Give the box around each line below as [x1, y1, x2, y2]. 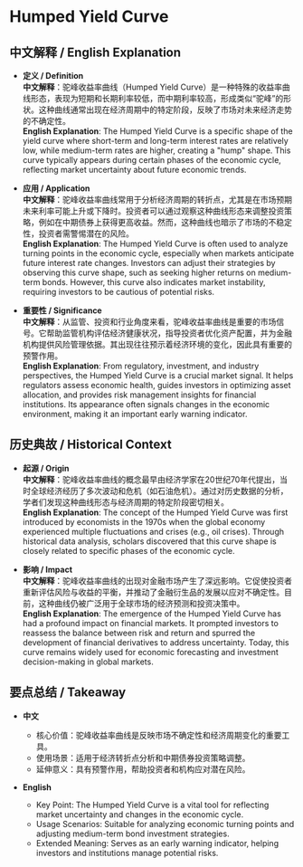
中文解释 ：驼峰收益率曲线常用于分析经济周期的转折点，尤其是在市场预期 [22, 195, 292, 205]
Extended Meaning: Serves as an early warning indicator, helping [35, 837, 279, 848]
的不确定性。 [22, 116, 71, 126]
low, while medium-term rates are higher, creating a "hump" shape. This [22, 145, 291, 156]
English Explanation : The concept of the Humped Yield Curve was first [22, 507, 289, 518]
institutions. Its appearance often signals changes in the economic [22, 399, 270, 409]
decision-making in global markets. [22, 656, 154, 667]
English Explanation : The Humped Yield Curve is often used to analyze [22, 238, 289, 249]
